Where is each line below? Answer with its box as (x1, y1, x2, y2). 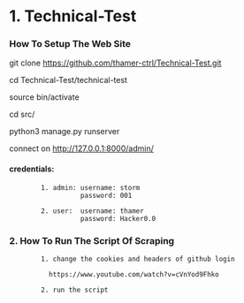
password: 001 (80, 191, 133, 200)
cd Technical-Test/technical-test (9, 75, 128, 86)
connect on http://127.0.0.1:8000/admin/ (9, 143, 155, 154)
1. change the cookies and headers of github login (41, 254, 236, 263)
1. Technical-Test (9, 6, 137, 27)
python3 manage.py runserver (9, 126, 120, 137)
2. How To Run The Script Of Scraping (9, 234, 175, 246)
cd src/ (9, 109, 35, 120)
